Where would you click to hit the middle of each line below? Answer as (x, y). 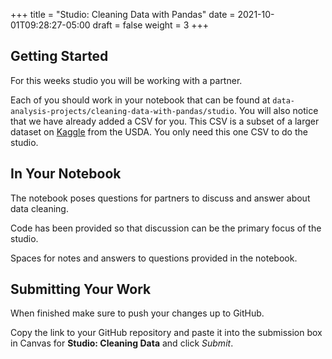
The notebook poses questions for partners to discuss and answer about (160, 198)
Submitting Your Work (81, 289)
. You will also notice (276, 110)
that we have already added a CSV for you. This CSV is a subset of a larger (165, 121)
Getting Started (59, 56)
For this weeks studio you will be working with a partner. (126, 80)
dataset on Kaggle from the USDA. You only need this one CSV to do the (159, 131)
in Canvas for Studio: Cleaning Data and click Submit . (122, 343)
